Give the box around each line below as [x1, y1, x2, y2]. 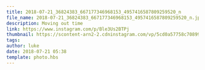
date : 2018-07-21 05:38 [6, 49, 67, 55]
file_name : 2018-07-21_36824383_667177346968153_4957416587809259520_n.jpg [6, 15, 203, 21]
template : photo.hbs [6, 54, 59, 60]
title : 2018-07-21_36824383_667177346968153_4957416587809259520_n [6, 9, 182, 15]
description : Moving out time [6, 20, 84, 26]
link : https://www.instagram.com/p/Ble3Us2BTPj [6, 26, 130, 32]
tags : [6, 37, 20, 43]
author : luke [6, 43, 40, 49]
